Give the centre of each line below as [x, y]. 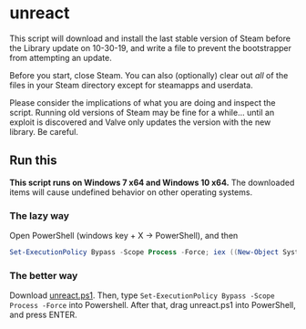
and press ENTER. [43, 315]
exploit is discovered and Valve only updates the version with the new [140, 122]
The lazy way [40, 215]
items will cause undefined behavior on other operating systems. [131, 192]
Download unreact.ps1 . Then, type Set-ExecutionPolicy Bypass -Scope [142, 295]
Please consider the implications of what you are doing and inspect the [143, 102]
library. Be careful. [44, 131]
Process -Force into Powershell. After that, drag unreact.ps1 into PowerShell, [153, 305]
